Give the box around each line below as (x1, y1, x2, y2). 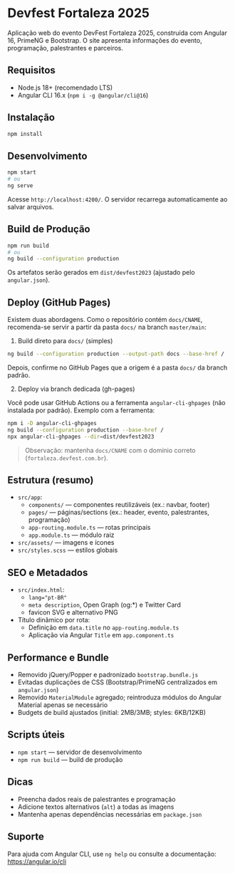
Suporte (7, 831, 44, 843)
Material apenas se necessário (17, 701, 108, 709)
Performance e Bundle (7, 652, 109, 664)
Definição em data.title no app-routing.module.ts (28, 623, 179, 632)
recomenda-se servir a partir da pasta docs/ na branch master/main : (7, 323, 207, 332)
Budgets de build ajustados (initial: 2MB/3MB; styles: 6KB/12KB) (17, 709, 207, 717)
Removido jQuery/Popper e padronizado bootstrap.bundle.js (17, 671, 199, 679)
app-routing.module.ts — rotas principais (28, 523, 151, 532)
